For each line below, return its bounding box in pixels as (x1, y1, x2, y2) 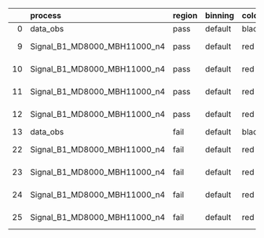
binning (205, 10, 234, 20)
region (172, 10, 198, 20)
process (30, 10, 61, 20)
